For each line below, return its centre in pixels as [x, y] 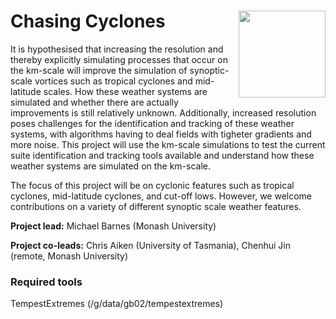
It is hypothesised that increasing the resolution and [117, 49]
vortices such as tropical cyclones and [113, 81]
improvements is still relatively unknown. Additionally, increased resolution [163, 112]
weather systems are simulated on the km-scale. [111, 166]
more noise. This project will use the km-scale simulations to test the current [168, 144]
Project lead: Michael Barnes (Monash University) [113, 226]
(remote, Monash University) [69, 256]
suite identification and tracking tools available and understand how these [162, 155]
